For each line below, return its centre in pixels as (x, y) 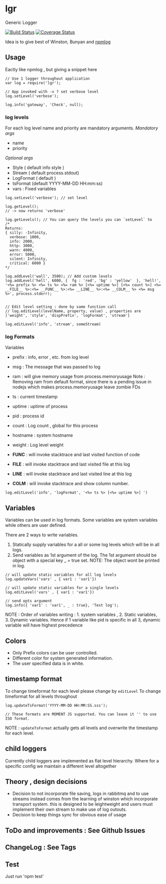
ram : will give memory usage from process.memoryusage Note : (79, 377)
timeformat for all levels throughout (41, 696)
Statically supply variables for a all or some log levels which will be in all (86, 545)
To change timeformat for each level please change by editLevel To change (83, 691)
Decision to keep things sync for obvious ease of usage (69, 815)
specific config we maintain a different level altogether (61, 766)
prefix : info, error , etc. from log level (50, 357)
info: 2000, (22, 242)
